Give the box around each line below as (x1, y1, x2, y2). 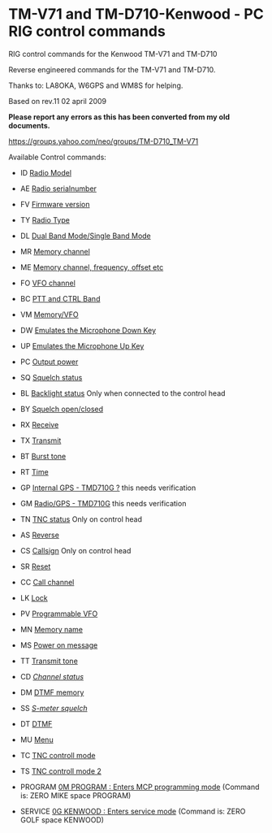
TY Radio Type (19, 215, 71, 224)
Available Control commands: (8, 152, 107, 162)
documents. (8, 120, 50, 130)
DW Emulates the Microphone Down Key (19, 325, 157, 335)
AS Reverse (19, 530, 59, 540)
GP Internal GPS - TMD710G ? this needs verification (19, 483, 196, 492)
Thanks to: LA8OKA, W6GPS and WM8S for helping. (8, 80, 183, 90)
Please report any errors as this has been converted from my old (8, 111, 230, 122)
